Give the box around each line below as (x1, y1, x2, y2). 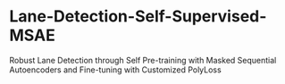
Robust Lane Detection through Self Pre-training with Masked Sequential (9, 55, 277, 65)
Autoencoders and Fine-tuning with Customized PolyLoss (9, 64, 222, 75)
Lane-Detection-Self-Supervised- (9, 6, 267, 27)
